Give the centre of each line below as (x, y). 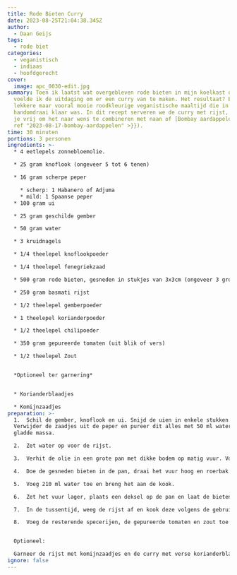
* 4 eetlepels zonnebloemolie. (60, 152)
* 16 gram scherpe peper (50, 177)
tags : (15, 40)
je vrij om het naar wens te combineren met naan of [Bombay (105, 119)
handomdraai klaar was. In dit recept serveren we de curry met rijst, (121, 112)
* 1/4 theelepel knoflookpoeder (61, 254)
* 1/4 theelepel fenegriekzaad (60, 267)
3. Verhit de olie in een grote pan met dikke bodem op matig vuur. (118, 458)
